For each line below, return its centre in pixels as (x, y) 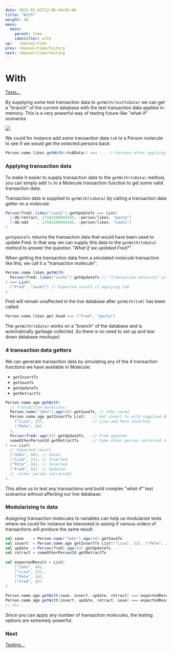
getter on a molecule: (28, 203)
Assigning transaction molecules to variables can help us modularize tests (83, 518)
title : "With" (20, 15)
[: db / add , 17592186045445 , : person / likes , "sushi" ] (71, 223)
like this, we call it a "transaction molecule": (51, 263)
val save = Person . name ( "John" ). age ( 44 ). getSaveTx (64, 538)
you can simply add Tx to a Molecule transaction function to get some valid (84, 183)
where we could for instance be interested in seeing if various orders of (81, 523)
